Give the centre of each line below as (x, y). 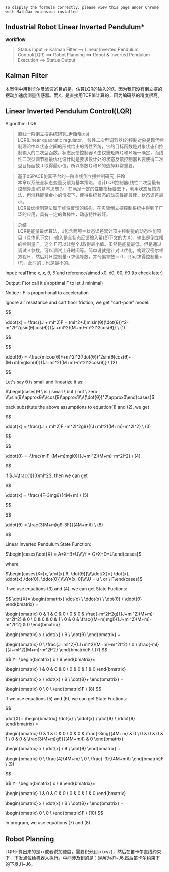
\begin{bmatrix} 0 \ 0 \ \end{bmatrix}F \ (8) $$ (53, 689)
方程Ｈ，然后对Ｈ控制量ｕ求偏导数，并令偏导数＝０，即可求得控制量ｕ (91, 257)
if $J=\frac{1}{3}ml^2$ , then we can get (47, 475)
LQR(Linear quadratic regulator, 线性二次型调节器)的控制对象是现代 (89, 140)
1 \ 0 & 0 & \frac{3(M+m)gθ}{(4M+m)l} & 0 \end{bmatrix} (64, 739)
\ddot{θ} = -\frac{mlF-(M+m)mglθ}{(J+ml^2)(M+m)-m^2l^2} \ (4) (73, 456)
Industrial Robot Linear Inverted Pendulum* (75, 27)
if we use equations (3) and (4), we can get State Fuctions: (66, 589)
